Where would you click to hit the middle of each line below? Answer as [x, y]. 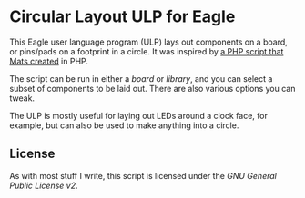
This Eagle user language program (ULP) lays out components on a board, [149, 42]
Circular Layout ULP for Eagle [122, 17]
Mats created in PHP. [49, 61]
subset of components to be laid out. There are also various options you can [152, 88]
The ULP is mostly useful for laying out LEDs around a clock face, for [139, 115]
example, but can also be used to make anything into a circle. [124, 125]
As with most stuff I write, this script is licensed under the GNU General [143, 175]
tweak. [22, 98]
